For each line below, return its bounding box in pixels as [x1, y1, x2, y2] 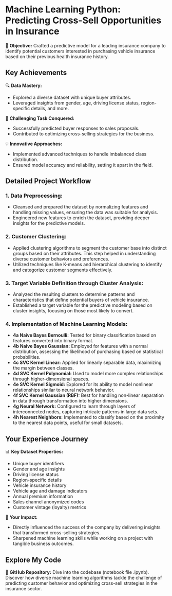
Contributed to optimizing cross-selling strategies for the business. [12, 130, 155, 137]
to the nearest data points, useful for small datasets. [12, 419, 123, 426]
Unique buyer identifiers [12, 461, 64, 467]
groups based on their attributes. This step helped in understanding [12, 250, 156, 256]
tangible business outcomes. [12, 540, 74, 547]
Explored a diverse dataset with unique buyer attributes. [12, 94, 132, 100]
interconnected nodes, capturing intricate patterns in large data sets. [12, 409, 159, 415]
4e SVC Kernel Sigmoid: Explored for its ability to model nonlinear [12, 381, 153, 388]
